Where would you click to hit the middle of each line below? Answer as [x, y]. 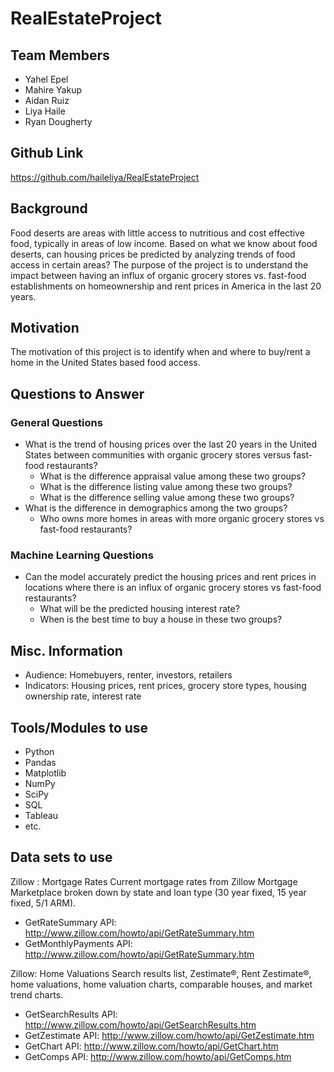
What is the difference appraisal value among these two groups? [172, 476]
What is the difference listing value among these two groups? [166, 487]
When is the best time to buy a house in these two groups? [161, 619]
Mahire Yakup [53, 90]
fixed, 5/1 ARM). [43, 903]
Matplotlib [45, 773]
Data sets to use [61, 857]
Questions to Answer [77, 393]
